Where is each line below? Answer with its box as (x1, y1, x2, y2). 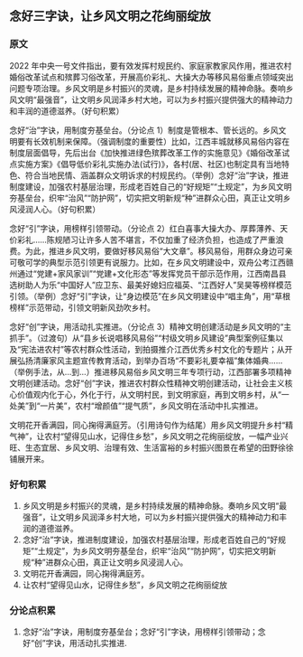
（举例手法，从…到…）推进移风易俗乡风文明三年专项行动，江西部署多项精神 (9, 366, 292, 377)
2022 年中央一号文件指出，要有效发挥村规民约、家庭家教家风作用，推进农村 (9, 60, 292, 70)
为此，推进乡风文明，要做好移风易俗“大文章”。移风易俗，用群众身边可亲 (24, 245, 293, 256)
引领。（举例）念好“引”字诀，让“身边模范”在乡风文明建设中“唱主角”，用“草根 (9, 290, 291, 301)
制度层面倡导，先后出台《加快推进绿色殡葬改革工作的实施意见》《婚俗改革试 (9, 147, 290, 158)
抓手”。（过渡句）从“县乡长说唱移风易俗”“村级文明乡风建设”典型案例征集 (9, 333, 276, 343)
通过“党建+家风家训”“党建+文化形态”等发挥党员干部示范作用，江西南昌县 (16, 267, 287, 278)
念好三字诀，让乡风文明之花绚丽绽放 (9, 8, 211, 24)
